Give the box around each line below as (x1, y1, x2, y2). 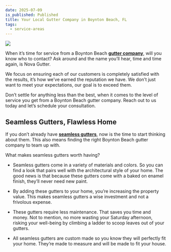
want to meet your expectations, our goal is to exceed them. (5, 82, 132, 88)
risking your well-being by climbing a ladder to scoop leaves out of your (12, 220, 165, 226)
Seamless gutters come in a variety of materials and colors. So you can (12, 162, 163, 168)
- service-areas (10, 27, 45, 32)
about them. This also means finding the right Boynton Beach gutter (5, 136, 148, 142)
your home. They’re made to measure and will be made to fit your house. (12, 240, 166, 246)
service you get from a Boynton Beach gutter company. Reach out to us (5, 97, 157, 103)
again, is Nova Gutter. (5, 61, 51, 67)
